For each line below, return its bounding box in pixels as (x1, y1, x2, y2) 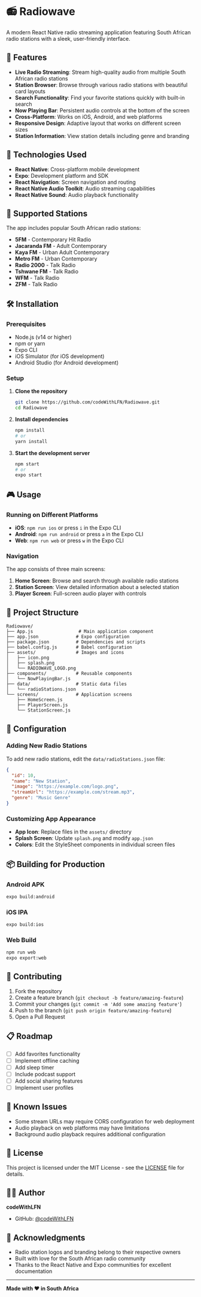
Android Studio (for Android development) (14, 359, 119, 366)
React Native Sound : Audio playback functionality (14, 191, 139, 198)
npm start (14, 461, 40, 467)
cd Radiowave (14, 405, 48, 411)
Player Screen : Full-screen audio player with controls (14, 590, 147, 597)
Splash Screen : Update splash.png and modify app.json (14, 835, 154, 842)
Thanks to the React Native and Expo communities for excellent (14, 1262, 172, 1269)
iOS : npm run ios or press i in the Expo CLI (14, 524, 121, 531)
